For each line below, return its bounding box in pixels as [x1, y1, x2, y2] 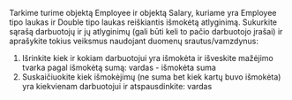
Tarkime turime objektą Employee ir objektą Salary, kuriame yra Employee [9, 8, 277, 18]
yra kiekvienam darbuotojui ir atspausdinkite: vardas [21, 81, 213, 91]
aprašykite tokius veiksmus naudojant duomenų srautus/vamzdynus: [9, 35, 258, 46]
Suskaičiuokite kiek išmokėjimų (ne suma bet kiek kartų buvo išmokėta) [21, 72, 281, 82]
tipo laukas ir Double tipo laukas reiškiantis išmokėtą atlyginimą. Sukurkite [9, 17, 278, 27]
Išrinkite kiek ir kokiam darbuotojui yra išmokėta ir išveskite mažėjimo [21, 53, 273, 63]
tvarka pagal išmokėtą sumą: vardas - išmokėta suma [21, 62, 216, 73]
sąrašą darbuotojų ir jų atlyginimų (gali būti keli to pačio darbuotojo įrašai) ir [9, 27, 283, 36]
